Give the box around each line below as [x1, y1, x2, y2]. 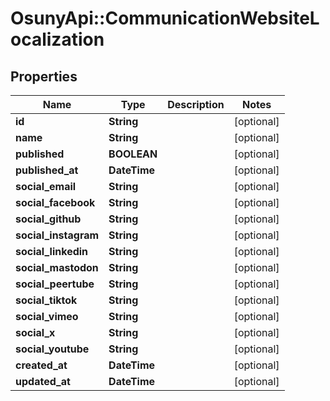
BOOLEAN [108, 147, 158, 161]
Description [167, 98, 225, 111]
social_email [15, 180, 77, 193]
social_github [15, 212, 82, 226]
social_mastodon [15, 261, 99, 274]
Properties [10, 68, 78, 85]
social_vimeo [15, 310, 79, 323]
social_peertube [15, 277, 95, 291]
